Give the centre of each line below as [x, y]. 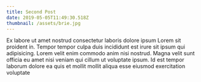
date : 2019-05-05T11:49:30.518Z [47, 18]
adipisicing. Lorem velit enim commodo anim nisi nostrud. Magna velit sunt [100, 53]
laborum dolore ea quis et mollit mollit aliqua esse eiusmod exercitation [96, 66]
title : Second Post [31, 12]
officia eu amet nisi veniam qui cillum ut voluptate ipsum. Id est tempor [96, 60]
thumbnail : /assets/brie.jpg [44, 23]
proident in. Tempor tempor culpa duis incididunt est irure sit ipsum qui [96, 47]
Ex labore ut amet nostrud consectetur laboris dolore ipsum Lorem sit [94, 41]
